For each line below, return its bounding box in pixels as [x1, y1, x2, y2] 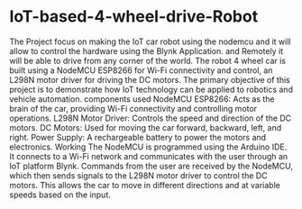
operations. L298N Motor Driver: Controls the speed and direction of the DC [9, 113, 292, 123]
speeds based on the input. [9, 189, 111, 200]
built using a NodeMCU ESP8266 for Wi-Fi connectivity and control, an [9, 65, 273, 76]
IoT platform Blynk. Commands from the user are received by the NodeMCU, [9, 160, 293, 171]
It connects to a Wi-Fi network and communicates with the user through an [9, 150, 288, 161]
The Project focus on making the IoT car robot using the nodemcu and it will [9, 36, 291, 47]
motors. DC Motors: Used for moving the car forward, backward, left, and [9, 122, 282, 132]
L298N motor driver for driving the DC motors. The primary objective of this [9, 74, 291, 85]
